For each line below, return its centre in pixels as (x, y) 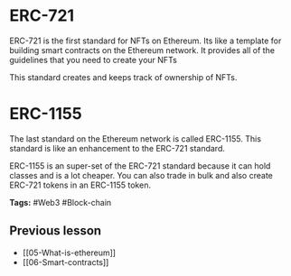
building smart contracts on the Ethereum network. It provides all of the (142, 50)
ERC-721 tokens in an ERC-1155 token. (80, 185)
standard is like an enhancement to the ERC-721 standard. (117, 148)
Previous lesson (56, 231)
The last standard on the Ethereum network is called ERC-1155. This (136, 138)
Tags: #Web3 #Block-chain (61, 202)
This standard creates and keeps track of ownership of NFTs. (123, 77)
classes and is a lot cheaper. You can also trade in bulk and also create (141, 175)
